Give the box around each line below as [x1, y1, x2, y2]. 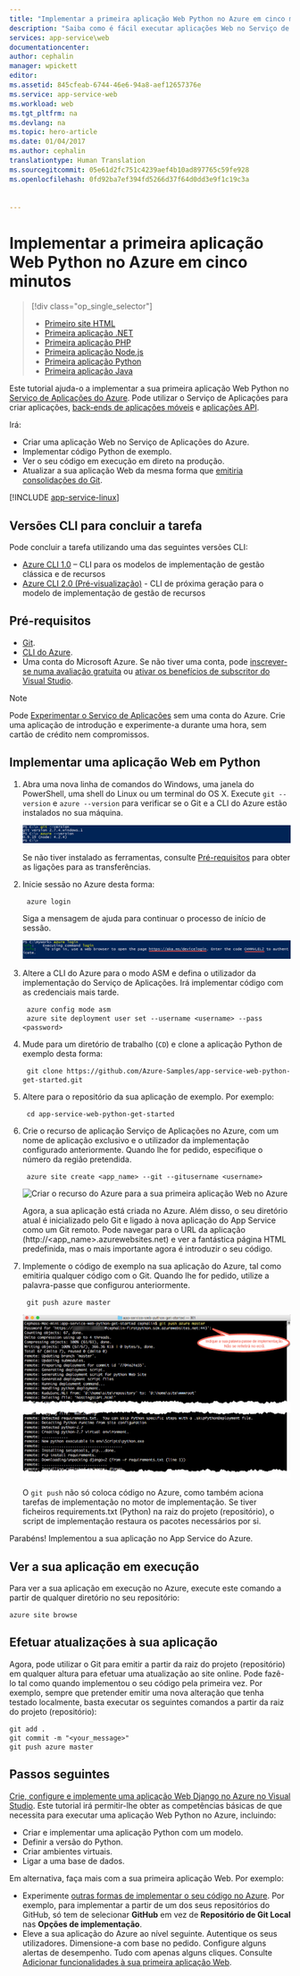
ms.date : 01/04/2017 [9, 137, 87, 147]
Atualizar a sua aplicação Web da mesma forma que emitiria [21, 465, 244, 476]
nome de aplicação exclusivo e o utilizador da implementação [21, 1135, 250, 1146]
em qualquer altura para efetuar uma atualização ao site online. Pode [9, 1668, 263, 1679]
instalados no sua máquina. [21, 807, 123, 818]
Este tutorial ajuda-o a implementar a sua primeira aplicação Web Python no [9, 383, 289, 394]
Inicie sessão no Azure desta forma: [21, 879, 155, 890]
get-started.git [21, 1076, 83, 1085]
